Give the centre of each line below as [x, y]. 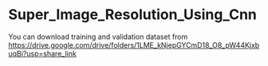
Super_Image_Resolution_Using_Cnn [133, 15]
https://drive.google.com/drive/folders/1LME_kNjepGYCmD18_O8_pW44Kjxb [134, 45]
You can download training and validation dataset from [98, 37]
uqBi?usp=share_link [43, 53]
